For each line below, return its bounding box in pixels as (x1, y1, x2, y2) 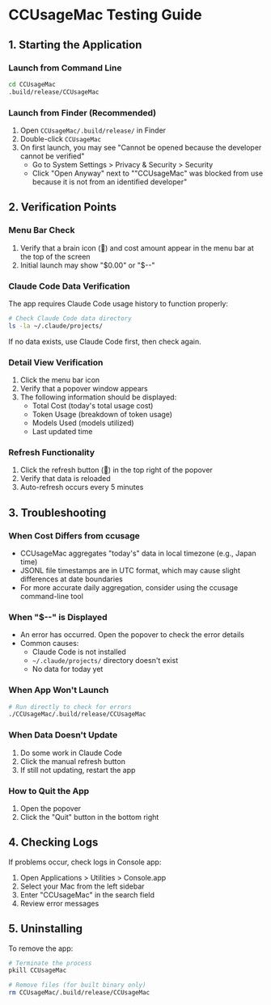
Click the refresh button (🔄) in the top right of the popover (19, 465, 213, 475)
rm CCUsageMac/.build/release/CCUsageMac (8, 989, 150, 997)
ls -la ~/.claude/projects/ (8, 322, 104, 330)
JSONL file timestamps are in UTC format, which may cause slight (19, 565, 240, 575)
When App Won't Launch (8, 685, 109, 696)
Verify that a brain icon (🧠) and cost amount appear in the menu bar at (19, 243, 254, 252)
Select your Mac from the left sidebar (19, 881, 145, 891)
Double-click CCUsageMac (19, 133, 102, 143)
